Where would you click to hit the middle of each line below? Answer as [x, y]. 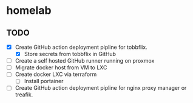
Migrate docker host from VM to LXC [61, 67]
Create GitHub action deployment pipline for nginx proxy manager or [101, 88]
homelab [29, 11]
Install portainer [44, 81]
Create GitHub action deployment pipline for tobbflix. [81, 47]
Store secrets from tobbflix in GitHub [70, 54]
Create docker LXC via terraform [56, 74]
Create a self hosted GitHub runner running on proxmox [85, 61]
